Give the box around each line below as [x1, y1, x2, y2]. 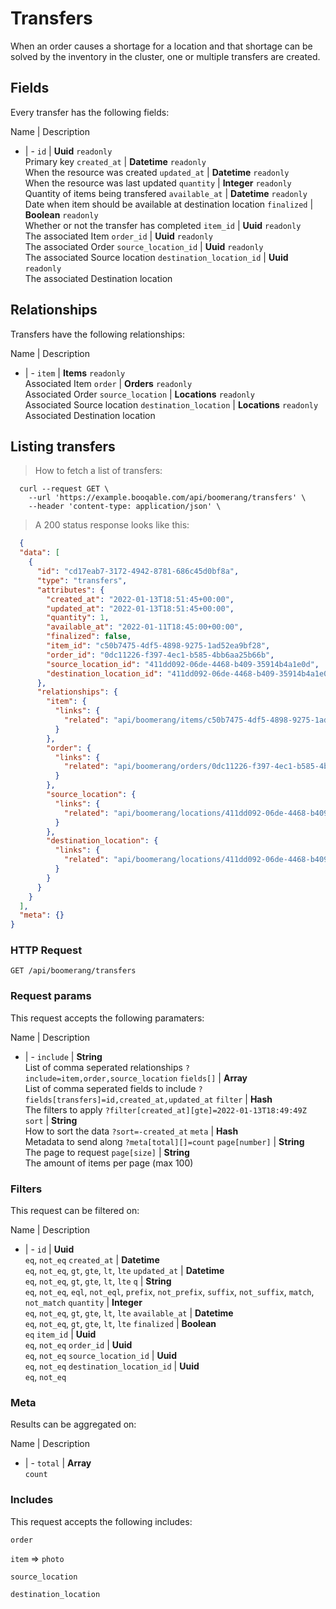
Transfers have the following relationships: [10, 328, 186, 340]
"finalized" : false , [46, 632, 132, 642]
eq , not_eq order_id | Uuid [24, 1339, 133, 1351]
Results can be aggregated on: [10, 1418, 137, 1431]
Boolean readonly [24, 208, 99, 221]
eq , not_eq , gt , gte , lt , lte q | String [24, 1275, 172, 1287]
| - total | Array [24, 1457, 92, 1469]
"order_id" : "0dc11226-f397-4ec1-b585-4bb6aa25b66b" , [46, 650, 275, 660]
